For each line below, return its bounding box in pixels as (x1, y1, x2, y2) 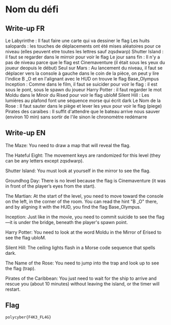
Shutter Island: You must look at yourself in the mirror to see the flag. (5, 168, 151, 174)
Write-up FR (5, 24, 45, 33)
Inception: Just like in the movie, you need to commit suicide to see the (5, 214, 155, 220)
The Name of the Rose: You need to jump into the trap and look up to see (5, 260, 160, 266)
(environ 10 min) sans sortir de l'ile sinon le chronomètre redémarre (5, 114, 147, 120)
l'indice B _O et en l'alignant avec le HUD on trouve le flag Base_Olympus (5, 76, 159, 82)
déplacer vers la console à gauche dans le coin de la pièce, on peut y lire (5, 70, 159, 76)
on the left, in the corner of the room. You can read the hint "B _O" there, (5, 198, 158, 205)
